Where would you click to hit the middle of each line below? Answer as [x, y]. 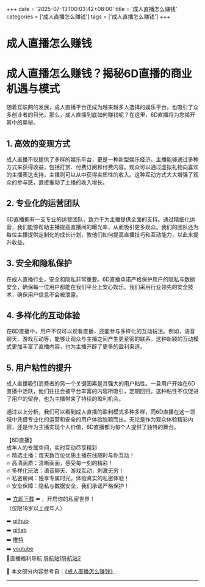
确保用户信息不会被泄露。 [49, 294]
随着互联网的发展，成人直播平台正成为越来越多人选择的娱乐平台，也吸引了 [100, 107]
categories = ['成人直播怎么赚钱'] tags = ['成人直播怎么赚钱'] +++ [88, 16]
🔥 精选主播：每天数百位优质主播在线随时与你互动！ [71, 455]
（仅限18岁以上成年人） [36, 508]
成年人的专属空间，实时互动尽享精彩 [52, 448]
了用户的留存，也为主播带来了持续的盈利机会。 [65, 399]
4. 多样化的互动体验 [43, 315]
